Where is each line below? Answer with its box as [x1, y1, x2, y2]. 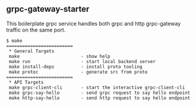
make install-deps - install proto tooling [8, 64, 143, 70]
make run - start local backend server [8, 58, 156, 64]
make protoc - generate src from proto [8, 69, 148, 75]
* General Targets [8, 48, 55, 54]
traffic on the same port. [6, 26, 66, 33]
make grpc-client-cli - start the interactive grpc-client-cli [8, 84, 185, 90]
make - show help [8, 53, 111, 59]
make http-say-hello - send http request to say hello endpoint [8, 95, 191, 101]
